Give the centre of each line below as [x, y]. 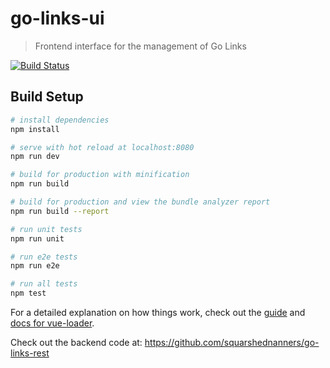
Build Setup [47, 97]
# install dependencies [60, 120]
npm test [28, 293]
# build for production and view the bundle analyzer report [140, 202]
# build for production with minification [100, 175]
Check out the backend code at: [76, 342]
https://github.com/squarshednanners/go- [232, 342]
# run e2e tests [44, 257]
